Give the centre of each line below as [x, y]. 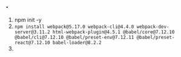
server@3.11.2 [32, 32]
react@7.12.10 [32, 42]
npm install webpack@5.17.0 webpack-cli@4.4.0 [74, 27]
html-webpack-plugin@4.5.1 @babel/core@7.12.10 [114, 32]
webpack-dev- [153, 27]
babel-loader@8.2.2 [77, 42]
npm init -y [28, 19]
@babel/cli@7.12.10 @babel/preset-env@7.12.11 [74, 37]
